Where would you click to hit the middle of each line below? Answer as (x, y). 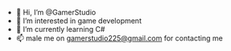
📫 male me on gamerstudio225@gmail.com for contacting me (119, 38)
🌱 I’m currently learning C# (60, 29)
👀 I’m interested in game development (79, 21)
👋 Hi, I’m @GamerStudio (56, 12)
